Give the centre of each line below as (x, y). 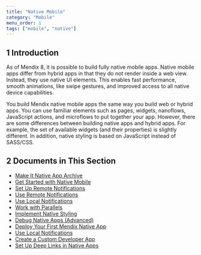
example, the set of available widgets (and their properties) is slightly (91, 130)
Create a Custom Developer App (55, 239)
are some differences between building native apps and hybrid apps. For (96, 123)
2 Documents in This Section (61, 161)
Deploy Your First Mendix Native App (61, 226)
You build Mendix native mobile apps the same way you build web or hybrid (100, 104)
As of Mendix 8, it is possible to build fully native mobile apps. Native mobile (100, 67)
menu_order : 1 (24, 23)
